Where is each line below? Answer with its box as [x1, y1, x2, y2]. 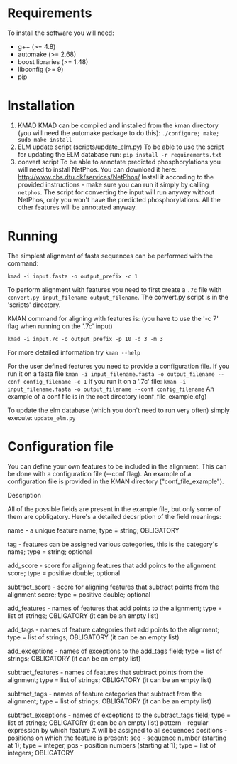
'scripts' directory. [7, 300, 61, 309]
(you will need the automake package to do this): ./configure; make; [17, 128, 220, 137]
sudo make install [17, 136, 72, 143]
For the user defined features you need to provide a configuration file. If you [7, 362, 230, 370]
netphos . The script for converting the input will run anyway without [17, 187, 215, 197]
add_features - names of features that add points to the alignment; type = [7, 604, 222, 612]
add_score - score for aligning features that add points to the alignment [7, 561, 216, 570]
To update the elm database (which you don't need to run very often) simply [7, 406, 231, 414]
